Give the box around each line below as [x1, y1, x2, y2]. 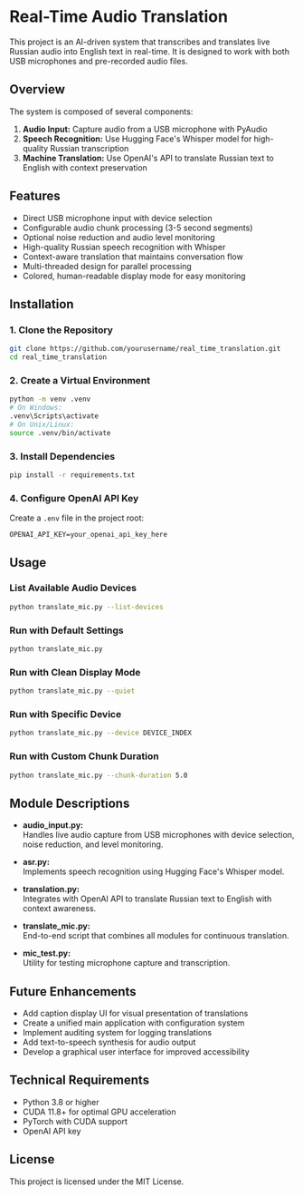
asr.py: [22, 857, 50, 868]
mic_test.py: [22, 948, 71, 958]
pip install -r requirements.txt [9, 470, 136, 480]
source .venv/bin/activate [9, 428, 111, 437]
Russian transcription [49, 142, 129, 153]
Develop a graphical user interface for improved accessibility [22, 1046, 251, 1057]
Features [9, 189, 61, 204]
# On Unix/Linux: [9, 420, 75, 429]
